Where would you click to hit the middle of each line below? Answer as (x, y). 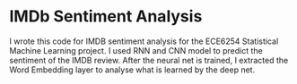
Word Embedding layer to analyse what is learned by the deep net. (132, 70)
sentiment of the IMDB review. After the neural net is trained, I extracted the (149, 60)
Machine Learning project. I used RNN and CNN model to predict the (136, 50)
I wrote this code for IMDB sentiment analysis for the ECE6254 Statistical (144, 41)
